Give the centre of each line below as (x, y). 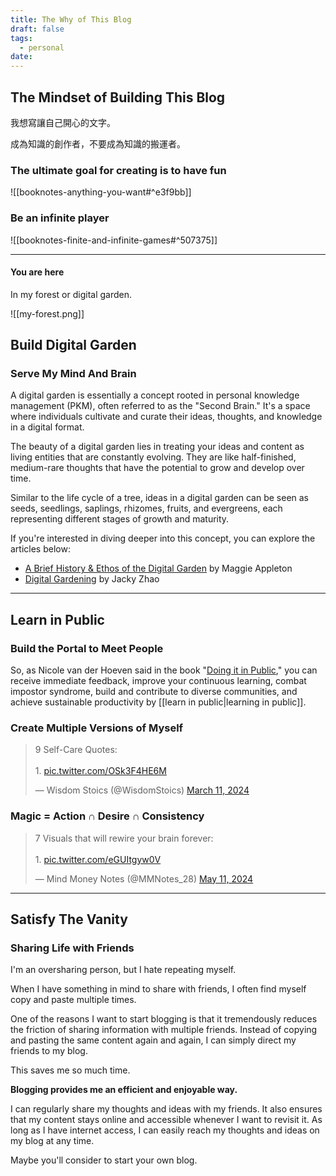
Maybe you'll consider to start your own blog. (104, 1160)
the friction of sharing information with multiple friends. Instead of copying (164, 1030)
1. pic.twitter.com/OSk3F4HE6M (100, 771)
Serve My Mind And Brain (73, 374)
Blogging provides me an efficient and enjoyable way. (124, 1090)
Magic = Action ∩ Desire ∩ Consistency (107, 816)
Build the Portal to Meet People (87, 648)
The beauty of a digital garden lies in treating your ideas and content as (157, 447)
